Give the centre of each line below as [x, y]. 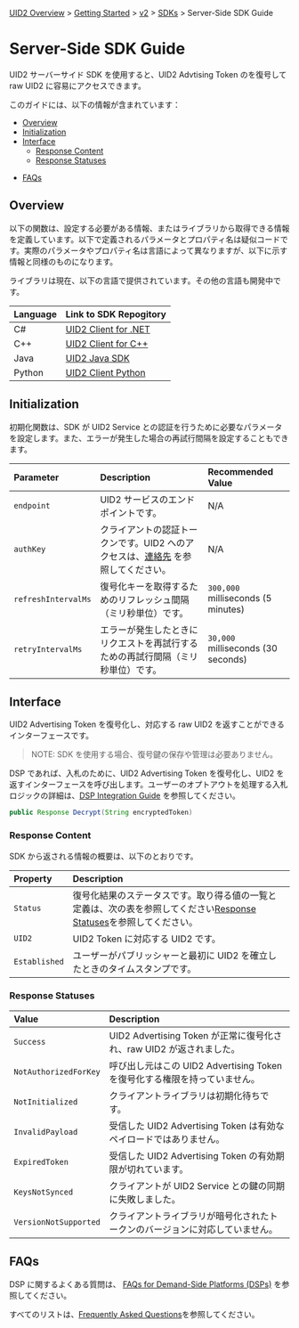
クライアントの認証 [140, 529]
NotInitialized [46, 1102]
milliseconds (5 [240, 598]
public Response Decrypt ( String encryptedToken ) [101, 813]
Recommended [241, 471]
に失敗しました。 [145, 1199]
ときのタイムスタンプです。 [139, 968]
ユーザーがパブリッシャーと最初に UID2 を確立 [170, 955]
